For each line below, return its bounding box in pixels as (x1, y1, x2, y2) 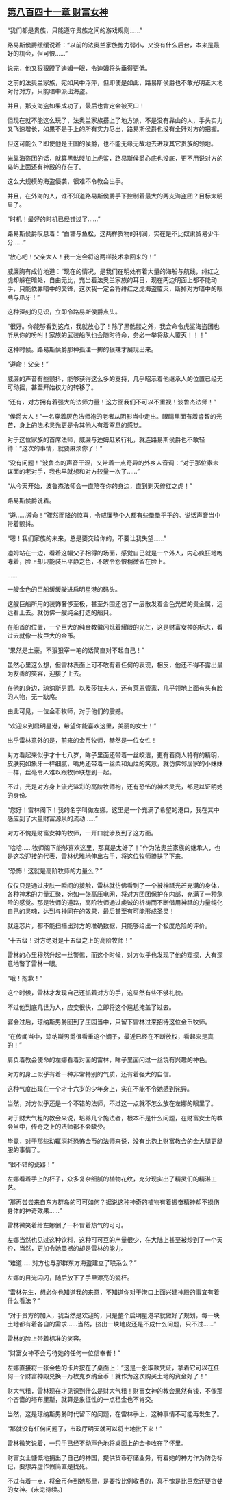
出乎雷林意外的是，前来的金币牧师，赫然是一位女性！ (7, 736, 157, 744)
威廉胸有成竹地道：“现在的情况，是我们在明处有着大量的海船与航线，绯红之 (7, 267, 220, 275)
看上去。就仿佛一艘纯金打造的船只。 (12, 608, 115, 616)
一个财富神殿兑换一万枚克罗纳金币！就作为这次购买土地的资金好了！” (12, 1372, 208, 1380)
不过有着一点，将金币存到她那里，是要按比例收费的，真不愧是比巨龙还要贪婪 (7, 1477, 223, 1485)
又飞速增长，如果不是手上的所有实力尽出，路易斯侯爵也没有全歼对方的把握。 (7, 124, 223, 132)
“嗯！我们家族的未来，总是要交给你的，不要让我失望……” (7, 534, 166, 542)
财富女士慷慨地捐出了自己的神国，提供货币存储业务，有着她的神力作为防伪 (7, 1453, 217, 1462)
